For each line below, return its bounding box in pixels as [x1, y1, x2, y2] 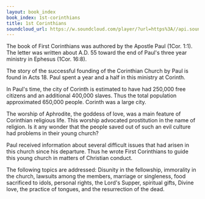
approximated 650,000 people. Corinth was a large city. [6, 99, 146, 106]
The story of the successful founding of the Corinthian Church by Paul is [6, 68, 189, 75]
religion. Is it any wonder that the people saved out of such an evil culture [6, 123, 191, 131]
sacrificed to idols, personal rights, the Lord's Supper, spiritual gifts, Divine [6, 179, 194, 186]
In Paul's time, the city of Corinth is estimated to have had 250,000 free [6, 86, 186, 93]
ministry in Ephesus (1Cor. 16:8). [6, 55, 87, 63]
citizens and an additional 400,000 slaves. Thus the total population [6, 92, 177, 99]
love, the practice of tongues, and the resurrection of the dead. [6, 186, 165, 193]
